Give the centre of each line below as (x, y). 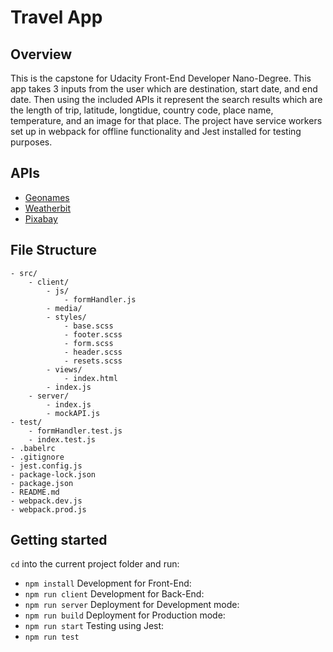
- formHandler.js (100, 299)
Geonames (47, 197)
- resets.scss (93, 361)
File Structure (53, 250)
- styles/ (66, 317)
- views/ (64, 369)
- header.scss (93, 352)
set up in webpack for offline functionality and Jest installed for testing (156, 131)
